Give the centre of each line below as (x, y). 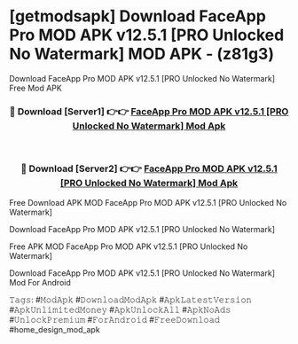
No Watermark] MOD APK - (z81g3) (142, 54)
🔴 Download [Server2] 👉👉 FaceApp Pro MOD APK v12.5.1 (149, 168)
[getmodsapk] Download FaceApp (137, 16)
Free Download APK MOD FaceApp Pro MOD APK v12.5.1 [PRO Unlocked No (148, 202)
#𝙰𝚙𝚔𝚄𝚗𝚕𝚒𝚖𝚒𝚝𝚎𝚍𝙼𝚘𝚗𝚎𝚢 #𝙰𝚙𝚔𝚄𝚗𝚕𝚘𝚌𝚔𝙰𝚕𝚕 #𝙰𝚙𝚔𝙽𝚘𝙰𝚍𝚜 (120, 309)
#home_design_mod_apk (55, 329)
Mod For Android (40, 282)
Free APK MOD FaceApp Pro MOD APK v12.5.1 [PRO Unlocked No (129, 246)
